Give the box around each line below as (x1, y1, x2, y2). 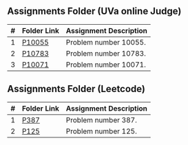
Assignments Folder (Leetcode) (7, 83, 146, 95)
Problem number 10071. (65, 60, 146, 69)
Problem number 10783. (65, 48, 146, 58)
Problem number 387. (65, 115, 138, 124)
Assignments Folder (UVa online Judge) (7, 5, 182, 17)
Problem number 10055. (65, 37, 146, 47)
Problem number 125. (65, 126, 138, 136)
